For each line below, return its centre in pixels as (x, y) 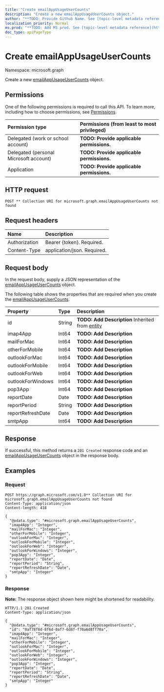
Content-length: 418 (26, 508)
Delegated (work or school (38, 138)
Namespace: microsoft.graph (34, 70)
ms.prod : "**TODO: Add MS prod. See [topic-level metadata (66, 28)
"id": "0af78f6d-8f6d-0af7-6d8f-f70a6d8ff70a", (59, 629)
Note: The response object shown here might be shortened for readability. (80, 599)
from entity (90, 326)
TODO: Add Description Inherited (115, 320)
